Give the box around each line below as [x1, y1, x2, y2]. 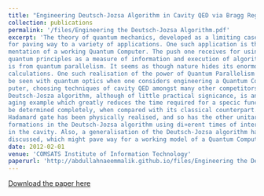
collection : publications [8, 19, 93, 27]
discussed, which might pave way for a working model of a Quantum [8, 135, 234, 143]
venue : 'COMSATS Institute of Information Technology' [8, 150, 192, 158]
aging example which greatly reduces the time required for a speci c [8, 99, 241, 107]
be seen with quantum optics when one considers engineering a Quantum [8, 77, 247, 85]
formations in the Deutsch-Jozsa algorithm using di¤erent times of [8, 121, 237, 129]
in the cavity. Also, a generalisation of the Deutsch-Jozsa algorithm [8, 128, 247, 136]
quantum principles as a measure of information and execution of [8, 56, 230, 64]
